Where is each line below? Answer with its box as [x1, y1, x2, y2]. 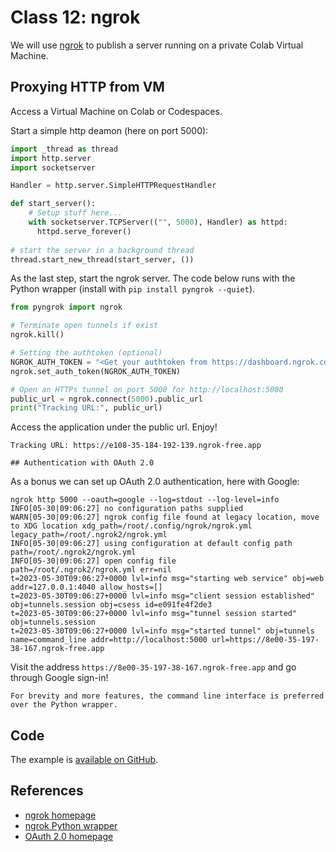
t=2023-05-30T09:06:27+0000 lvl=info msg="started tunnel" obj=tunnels [10, 626, 315, 636]
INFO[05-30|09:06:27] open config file [10, 556, 177, 566]
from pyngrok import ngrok [10, 302, 123, 313]
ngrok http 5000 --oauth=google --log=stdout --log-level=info [10, 495, 280, 505]
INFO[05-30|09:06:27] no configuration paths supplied [10, 504, 244, 514]
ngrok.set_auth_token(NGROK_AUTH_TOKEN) [10, 366, 182, 376]
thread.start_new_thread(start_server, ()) [10, 254, 195, 265]
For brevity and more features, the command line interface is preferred [10, 691, 325, 701]
